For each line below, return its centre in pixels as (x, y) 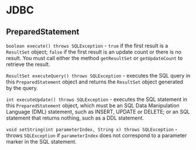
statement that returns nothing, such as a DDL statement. (75, 118)
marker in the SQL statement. (42, 142)
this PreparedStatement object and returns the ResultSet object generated (94, 82)
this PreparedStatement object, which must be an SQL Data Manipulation (93, 105)
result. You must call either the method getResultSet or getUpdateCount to (94, 58)
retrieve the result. (28, 64)
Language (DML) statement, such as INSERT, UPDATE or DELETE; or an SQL (98, 112)
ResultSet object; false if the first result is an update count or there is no (94, 52)
